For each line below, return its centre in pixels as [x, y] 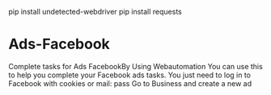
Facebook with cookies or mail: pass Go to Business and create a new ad [130, 83]
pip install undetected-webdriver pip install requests [95, 12]
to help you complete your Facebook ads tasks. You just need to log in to [129, 75]
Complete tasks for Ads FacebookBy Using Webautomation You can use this [135, 66]
